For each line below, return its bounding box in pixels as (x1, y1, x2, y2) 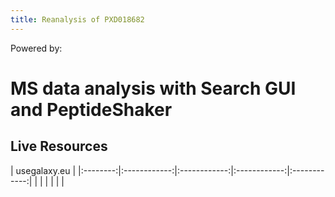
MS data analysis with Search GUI (10, 77, 297, 100)
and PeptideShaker (10, 98, 173, 121)
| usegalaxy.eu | (10, 164, 77, 176)
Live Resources (10, 138, 108, 155)
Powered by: (10, 42, 63, 54)
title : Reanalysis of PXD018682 (10, 14, 145, 25)
